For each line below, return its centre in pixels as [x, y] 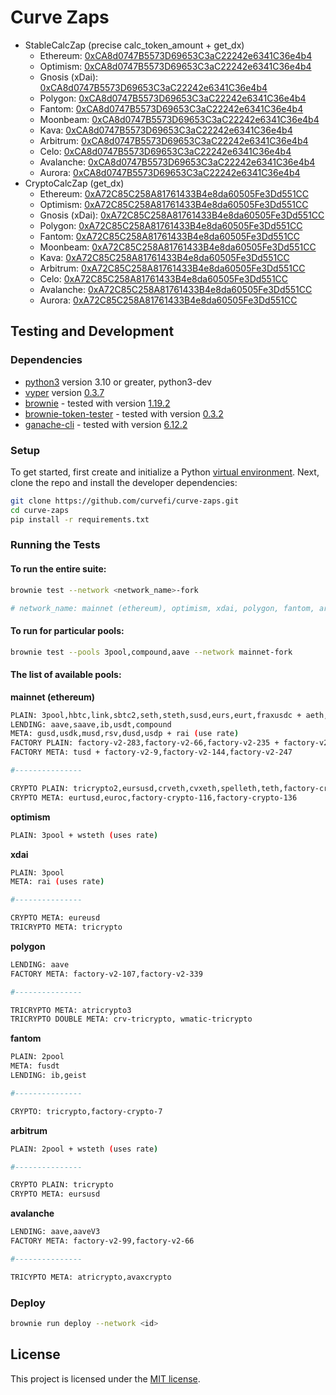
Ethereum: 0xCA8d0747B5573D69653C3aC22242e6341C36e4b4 [176, 55]
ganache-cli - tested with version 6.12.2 [106, 424]
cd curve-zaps [40, 510]
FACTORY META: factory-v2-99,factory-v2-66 [102, 1241]
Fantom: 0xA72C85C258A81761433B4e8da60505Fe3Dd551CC [170, 236]
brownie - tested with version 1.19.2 [97, 403]
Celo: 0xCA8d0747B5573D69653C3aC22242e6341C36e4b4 [165, 151]
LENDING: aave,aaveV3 [55, 1232]
